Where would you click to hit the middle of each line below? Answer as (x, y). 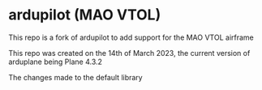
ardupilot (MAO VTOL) (85, 15)
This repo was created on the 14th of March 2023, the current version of (129, 53)
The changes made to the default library (76, 77)
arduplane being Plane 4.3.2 (56, 62)
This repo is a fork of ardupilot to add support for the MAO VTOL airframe (131, 37)
